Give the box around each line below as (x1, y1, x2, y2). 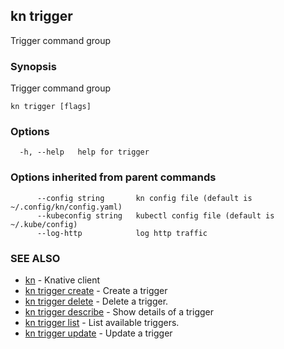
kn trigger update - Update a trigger (24, 327, 173, 339)
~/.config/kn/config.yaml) (10, 202, 123, 212)
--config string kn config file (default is (36, 193, 253, 203)
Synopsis (10, 59, 57, 73)
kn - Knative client (24, 274, 101, 286)
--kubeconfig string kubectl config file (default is (36, 210, 275, 221)
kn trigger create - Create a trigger (24, 285, 168, 296)
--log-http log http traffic (36, 228, 208, 238)
